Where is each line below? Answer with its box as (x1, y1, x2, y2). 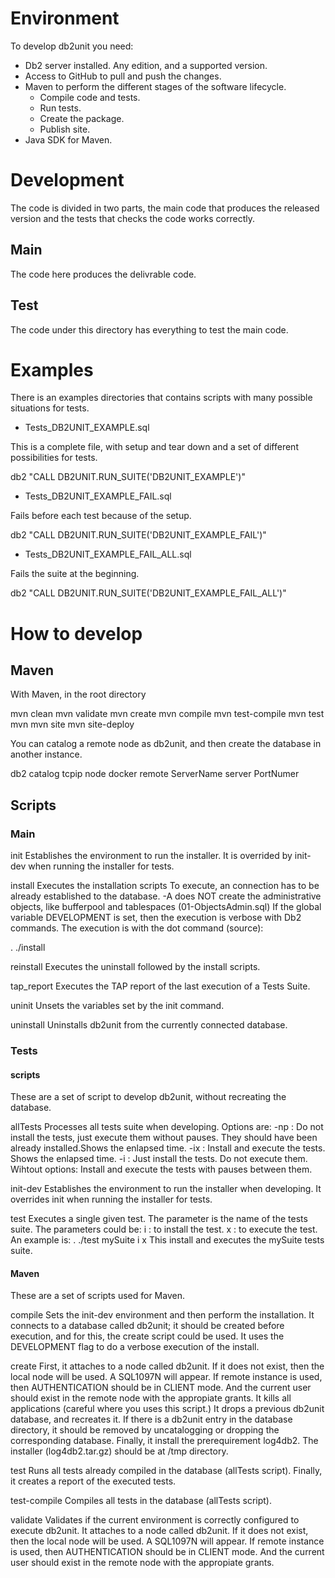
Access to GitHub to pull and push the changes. (24, 70, 222, 82)
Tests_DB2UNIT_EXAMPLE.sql (24, 422, 150, 434)
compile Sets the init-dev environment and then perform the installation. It (10, 1309, 315, 1321)
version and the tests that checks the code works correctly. (10, 212, 255, 224)
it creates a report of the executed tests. (10, 1475, 177, 1487)
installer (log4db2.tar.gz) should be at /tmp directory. (10, 1445, 229, 1457)
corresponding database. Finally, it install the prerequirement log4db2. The (10, 1435, 319, 1447)
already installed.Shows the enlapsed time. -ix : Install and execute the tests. (10, 1142, 326, 1154)
